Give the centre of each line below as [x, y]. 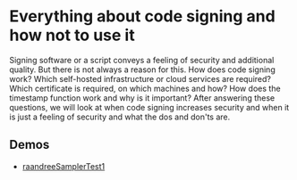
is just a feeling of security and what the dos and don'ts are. [120, 117]
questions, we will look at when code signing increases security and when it [149, 107]
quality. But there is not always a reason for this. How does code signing [142, 70]
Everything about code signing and [142, 16]
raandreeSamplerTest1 [64, 166]
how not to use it [72, 35]
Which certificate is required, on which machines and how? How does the [145, 88]
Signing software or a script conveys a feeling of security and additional [142, 60]
